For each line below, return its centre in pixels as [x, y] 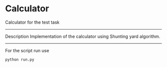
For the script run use [27, 50]
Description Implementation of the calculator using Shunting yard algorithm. [83, 36]
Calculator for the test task [32, 22]
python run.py [20, 60]
